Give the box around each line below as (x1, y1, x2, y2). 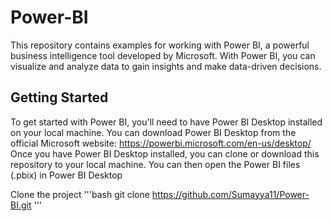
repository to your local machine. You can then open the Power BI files (10, 158, 301, 170)
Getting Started (10, 89, 109, 106)
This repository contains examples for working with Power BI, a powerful (10, 39, 310, 51)
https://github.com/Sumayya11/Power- (151, 188, 310, 200)
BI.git (10, 199, 32, 211)
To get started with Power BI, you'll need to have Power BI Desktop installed (10, 116, 323, 128)
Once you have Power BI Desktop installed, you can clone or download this (10, 147, 320, 160)
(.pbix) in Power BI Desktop (10, 169, 123, 181)
